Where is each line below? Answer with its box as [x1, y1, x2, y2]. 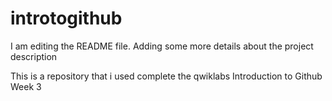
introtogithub [10, 7, 123, 30]
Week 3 [10, 80, 42, 92]
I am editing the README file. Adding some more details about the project [10, 40, 314, 52]
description [10, 50, 58, 62]
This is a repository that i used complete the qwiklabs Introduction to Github [10, 70, 323, 82]
